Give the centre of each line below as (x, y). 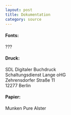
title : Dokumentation (28, 15)
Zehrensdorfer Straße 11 (30, 80)
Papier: (13, 97)
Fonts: (12, 35)
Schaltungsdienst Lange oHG (36, 75)
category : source (23, 19)
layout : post (19, 10)
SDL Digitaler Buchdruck (31, 69)
